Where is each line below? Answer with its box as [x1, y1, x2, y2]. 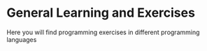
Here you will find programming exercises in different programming [6, 28, 200, 36]
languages [6, 35, 37, 43]
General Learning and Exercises [6, 5, 195, 21]
